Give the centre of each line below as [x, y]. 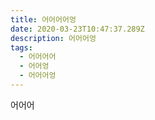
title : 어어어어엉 [43, 19]
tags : [21, 47]
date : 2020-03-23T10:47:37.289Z [77, 29]
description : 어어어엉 [53, 38]
